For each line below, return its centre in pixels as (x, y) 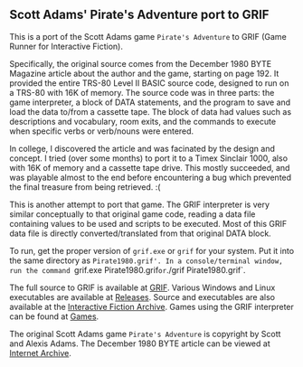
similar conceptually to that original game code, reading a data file (133, 214)
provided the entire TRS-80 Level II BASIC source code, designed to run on (149, 83)
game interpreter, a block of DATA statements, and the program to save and (150, 102)
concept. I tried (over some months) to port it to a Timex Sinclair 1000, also (148, 158)
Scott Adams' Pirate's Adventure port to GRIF (139, 15)
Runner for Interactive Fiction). (66, 46)
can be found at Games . (54, 316)
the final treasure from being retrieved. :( (85, 187)
